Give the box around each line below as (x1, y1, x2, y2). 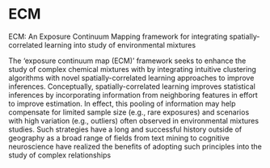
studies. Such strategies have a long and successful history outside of (8, 124, 243, 134)
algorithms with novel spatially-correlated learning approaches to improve (8, 73, 255, 82)
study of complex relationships (8, 150, 112, 160)
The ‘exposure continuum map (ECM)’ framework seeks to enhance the (8, 56, 247, 65)
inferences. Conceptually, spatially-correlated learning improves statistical (8, 82, 256, 91)
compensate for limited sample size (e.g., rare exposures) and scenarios (8, 107, 250, 117)
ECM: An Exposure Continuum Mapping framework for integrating (8, 31, 228, 41)
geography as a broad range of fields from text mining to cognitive (8, 132, 230, 142)
